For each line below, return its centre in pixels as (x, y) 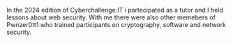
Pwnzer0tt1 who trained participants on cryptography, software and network (116, 25)
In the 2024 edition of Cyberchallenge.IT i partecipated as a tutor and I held (115, 10)
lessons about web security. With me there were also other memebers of (111, 17)
